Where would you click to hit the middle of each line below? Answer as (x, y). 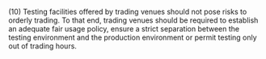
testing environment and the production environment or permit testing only (133, 37)
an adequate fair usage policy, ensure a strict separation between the (124, 29)
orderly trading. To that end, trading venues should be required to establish (133, 20)
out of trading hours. (42, 46)
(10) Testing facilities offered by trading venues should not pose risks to (128, 12)
